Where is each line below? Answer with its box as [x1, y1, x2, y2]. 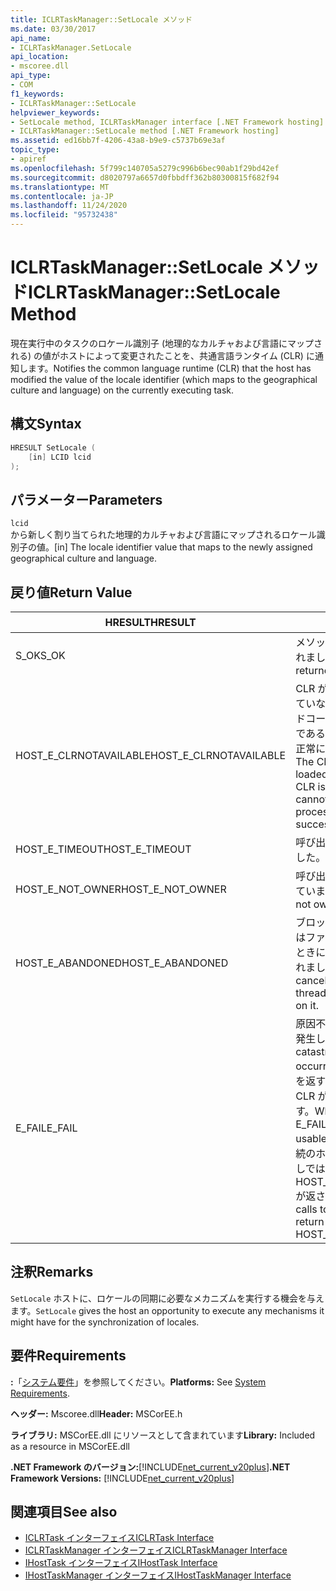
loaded [295, 767, 328, 781]
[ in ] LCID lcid [28, 452, 92, 462]
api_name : [10, 33, 52, 43]
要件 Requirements [10, 1347, 127, 1365]
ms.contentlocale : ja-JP [10, 191, 114, 201]
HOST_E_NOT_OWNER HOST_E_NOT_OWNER [15, 882, 227, 896]
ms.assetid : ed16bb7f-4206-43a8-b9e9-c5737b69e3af [10, 136, 226, 146]
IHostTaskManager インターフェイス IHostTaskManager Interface [24, 1569, 292, 1581]
